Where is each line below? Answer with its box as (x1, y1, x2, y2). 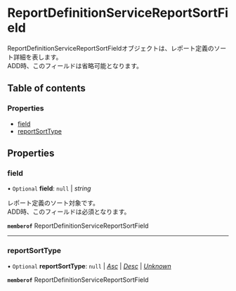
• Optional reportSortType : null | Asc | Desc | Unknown (7, 261, 172, 270)
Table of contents (7, 82, 86, 94)
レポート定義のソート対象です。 (7, 199, 100, 207)
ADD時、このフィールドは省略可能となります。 (7, 61, 143, 70)
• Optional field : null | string (7, 184, 91, 193)
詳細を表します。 (13, 53, 63, 61)
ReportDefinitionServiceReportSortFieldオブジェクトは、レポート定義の (7, 44, 214, 52)
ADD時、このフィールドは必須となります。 (7, 207, 131, 216)
